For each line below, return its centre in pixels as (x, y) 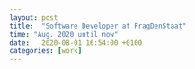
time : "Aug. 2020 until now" (64, 34)
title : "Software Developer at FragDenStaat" (98, 26)
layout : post (34, 17)
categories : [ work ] (46, 51)
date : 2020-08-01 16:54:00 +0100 (76, 43)
